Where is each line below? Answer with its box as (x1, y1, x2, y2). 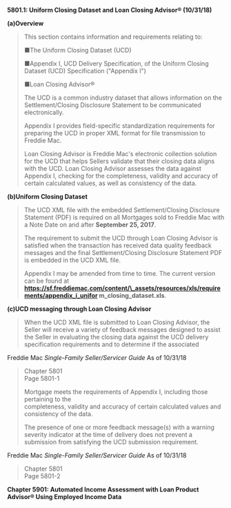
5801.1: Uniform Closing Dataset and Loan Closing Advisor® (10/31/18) (7, 6, 212, 14)
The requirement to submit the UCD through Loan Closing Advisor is (23, 234, 219, 242)
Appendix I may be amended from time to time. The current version (23, 270, 216, 277)
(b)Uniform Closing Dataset (7, 193, 88, 200)
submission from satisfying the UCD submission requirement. (23, 438, 199, 446)
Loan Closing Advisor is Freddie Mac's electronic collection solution (23, 150, 217, 158)
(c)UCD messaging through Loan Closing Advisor (7, 305, 152, 313)
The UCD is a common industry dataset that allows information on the (23, 93, 223, 102)
